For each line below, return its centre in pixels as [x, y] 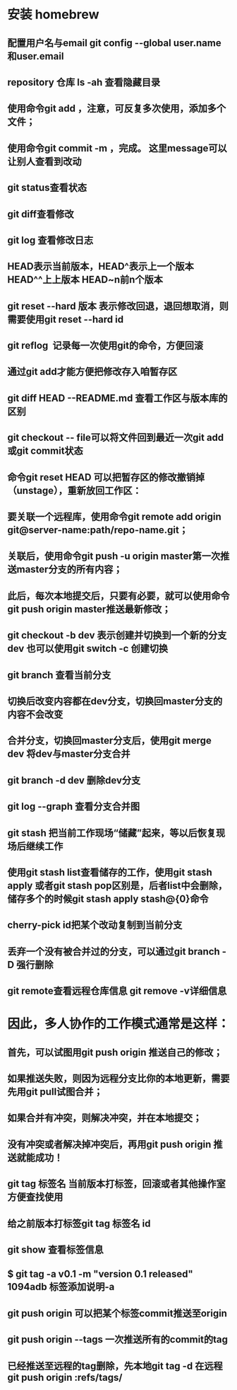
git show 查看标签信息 [55, 1250]
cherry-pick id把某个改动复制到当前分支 [95, 925]
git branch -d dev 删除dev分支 [74, 780]
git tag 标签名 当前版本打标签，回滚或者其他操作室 [116, 1184]
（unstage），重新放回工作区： [75, 490]
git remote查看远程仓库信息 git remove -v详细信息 [117, 991]
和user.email [36, 56]
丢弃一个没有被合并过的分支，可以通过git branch [114, 952]
